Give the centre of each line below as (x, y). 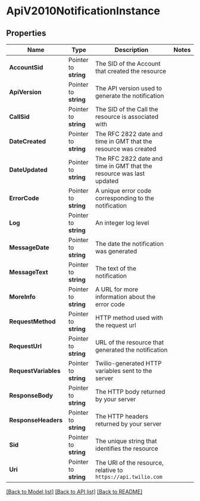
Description (132, 50)
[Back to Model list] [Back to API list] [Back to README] (74, 492)
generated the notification (131, 350)
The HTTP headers (122, 416)
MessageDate (29, 248)
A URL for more (117, 289)
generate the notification (129, 96)
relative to (109, 470)
